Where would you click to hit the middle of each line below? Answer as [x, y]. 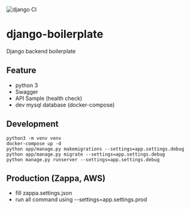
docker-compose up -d [34, 143]
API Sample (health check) [49, 98]
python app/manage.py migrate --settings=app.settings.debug [86, 154]
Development [33, 124]
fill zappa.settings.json [43, 193]
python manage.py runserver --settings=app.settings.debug [83, 159]
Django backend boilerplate [41, 51]
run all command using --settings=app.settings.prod [81, 200]
